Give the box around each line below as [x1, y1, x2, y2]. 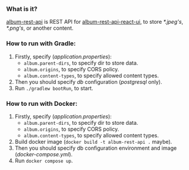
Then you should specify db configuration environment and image [14, 144, 177, 152]
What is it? [6, 5, 37, 13]
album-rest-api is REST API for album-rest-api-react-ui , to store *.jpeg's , [6, 18, 184, 26]
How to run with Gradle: [6, 39, 76, 48]
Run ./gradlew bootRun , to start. [14, 84, 93, 92]
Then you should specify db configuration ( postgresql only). [14, 78, 162, 85]
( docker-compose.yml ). [14, 150, 73, 158]
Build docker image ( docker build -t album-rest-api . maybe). [14, 138, 172, 145]
